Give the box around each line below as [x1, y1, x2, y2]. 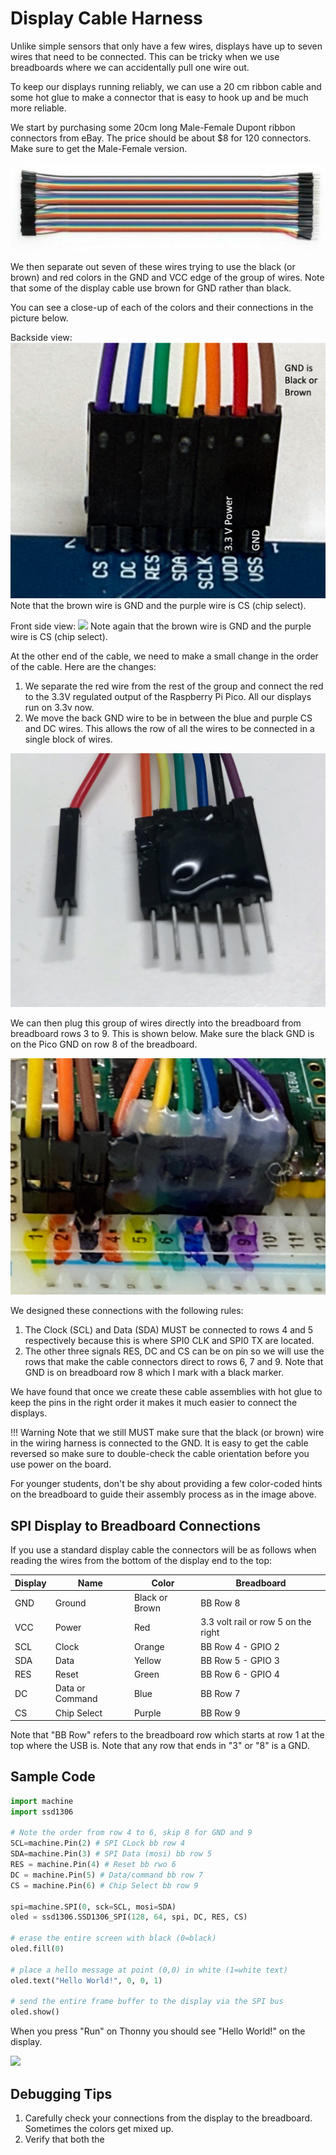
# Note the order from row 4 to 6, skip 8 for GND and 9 [10, 1828, 253, 1838]
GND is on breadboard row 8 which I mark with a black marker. [24, 1367, 284, 1379]
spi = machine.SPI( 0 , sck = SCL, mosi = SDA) [10, 1902, 177, 1912]
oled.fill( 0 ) [10, 1944, 65, 1954]
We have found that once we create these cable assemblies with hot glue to [10, 1386, 323, 1398]
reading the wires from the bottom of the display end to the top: [10, 1555, 273, 1567]
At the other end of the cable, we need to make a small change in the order [10, 650, 319, 662]
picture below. [10, 312, 69, 324]
